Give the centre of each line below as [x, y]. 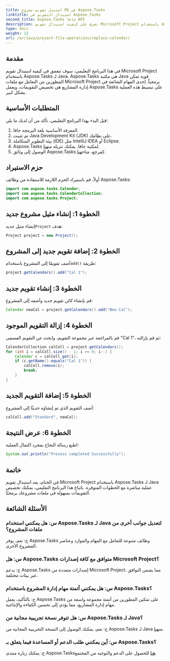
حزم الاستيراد [24, 167]
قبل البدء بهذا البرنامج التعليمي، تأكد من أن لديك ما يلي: [57, 120]
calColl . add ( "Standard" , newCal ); [42, 417]
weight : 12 [17, 33]
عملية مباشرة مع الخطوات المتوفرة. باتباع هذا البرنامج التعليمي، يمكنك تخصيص [79, 487]
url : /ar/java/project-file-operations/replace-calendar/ [68, 38]
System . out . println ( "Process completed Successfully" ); [66, 454]
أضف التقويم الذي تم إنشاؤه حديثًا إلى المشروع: [50, 408]
